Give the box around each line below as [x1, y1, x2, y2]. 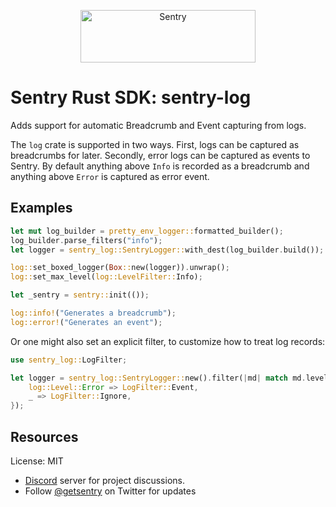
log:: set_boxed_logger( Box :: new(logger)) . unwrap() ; [10, 263, 230, 273]
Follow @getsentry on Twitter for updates [24, 485, 197, 497]
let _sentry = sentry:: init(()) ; [10, 290, 150, 300]
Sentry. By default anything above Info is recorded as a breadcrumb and [10, 160, 310, 172]
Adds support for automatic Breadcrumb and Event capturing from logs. [10, 119, 307, 131]
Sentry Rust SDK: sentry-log [10, 86, 252, 109]
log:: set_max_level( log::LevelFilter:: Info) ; [10, 272, 203, 282]
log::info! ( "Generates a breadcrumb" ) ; [10, 308, 177, 318]
